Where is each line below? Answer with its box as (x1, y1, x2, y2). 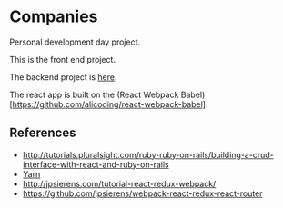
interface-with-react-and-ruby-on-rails (22, 159, 170, 170)
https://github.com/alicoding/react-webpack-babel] (12, 98, 207, 110)
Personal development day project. (9, 36, 141, 47)
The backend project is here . (9, 71, 117, 83)
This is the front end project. (9, 54, 116, 64)
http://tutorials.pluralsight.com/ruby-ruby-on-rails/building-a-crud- (22, 149, 275, 160)
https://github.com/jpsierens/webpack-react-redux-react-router (22, 188, 263, 199)
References (9, 125, 76, 141)
